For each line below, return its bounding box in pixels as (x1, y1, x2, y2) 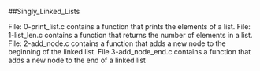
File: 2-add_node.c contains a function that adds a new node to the (8, 39, 226, 48)
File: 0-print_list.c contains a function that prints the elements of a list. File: (8, 22, 251, 31)
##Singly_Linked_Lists (8, 7, 80, 16)
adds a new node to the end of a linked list (8, 55, 146, 65)
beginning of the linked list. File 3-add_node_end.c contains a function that (8, 47, 251, 56)
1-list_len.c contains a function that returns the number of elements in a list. (8, 31, 253, 39)
